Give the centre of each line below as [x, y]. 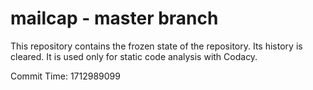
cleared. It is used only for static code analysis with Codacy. [134, 56]
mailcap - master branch [114, 18]
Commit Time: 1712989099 [65, 76]
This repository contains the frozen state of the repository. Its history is [156, 46]
